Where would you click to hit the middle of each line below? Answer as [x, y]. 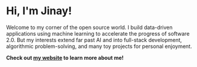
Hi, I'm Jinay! [39, 11]
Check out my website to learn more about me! [65, 58]
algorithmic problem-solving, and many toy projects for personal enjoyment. [99, 46]
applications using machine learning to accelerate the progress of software [98, 33]
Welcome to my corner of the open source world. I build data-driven [90, 27]
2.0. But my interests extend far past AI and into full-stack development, [94, 40]
